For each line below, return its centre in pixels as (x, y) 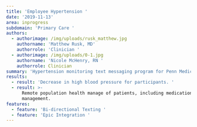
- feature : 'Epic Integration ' (51, 115)
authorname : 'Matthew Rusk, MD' (56, 44)
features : (18, 104)
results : (17, 77)
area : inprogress (27, 22)
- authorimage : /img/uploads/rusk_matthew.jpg (69, 39)
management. (36, 98)
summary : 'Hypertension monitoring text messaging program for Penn (91, 71)
